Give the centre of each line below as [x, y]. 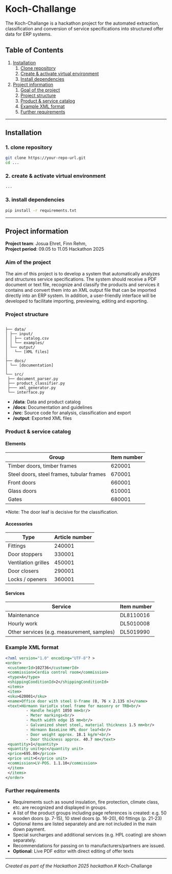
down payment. [29, 829]
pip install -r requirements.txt [41, 210]
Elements [16, 444]
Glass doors [22, 491]
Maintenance [24, 616]
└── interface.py [26, 392]
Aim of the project [28, 263]
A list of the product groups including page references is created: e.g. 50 [90, 813]
